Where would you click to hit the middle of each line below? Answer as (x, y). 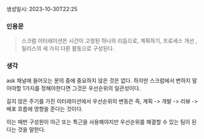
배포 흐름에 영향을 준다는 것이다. (45, 108)
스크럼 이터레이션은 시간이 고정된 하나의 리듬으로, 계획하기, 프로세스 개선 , (109, 41)
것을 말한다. (31, 129)
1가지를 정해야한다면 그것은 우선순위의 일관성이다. (82, 88)
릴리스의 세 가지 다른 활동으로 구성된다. (68, 48)
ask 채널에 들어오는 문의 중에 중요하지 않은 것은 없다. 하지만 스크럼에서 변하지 (99, 80)
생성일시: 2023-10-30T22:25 (42, 9)
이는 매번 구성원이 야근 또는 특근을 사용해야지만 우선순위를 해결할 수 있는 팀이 (98, 122)
